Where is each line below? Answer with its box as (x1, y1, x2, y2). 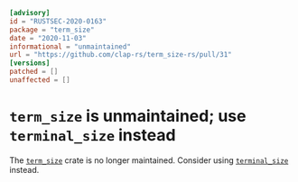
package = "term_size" (9, 25, 95, 34)
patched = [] (9, 68, 59, 77)
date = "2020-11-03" (9, 33, 88, 42)
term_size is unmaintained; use (9, 106, 247, 126)
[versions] (9, 59, 51, 68)
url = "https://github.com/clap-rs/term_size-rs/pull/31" (9, 50, 232, 59)
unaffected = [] (9, 76, 70, 85)
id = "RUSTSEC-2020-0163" (9, 16, 107, 26)
